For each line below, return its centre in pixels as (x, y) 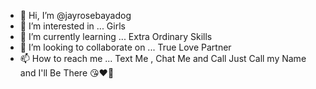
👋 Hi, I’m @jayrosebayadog (75, 15)
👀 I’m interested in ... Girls (72, 26)
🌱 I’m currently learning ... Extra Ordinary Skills (116, 36)
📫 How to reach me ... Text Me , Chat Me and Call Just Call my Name (163, 58)
